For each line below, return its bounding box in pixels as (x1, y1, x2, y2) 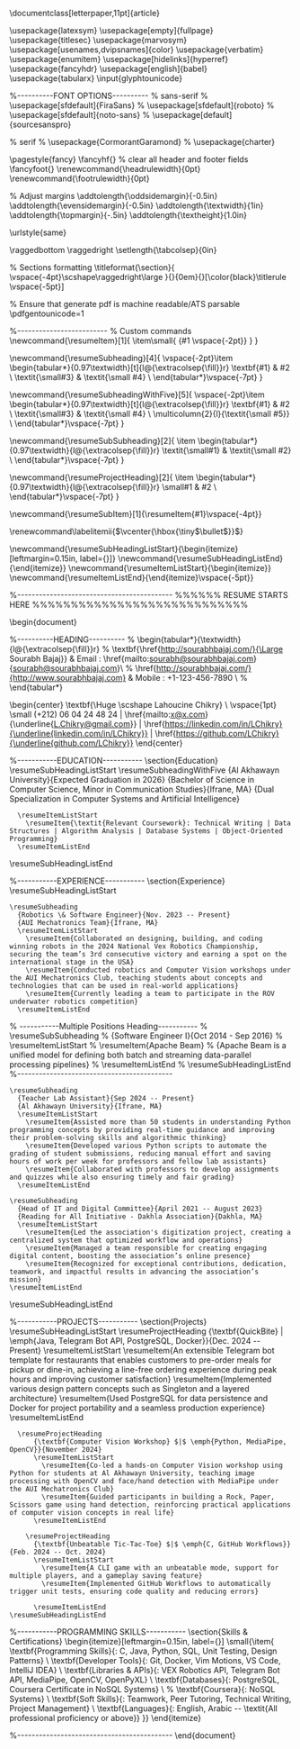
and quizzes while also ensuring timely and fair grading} (9, 1173, 235, 1182)
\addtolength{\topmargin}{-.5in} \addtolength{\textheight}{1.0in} (9, 210, 247, 220)
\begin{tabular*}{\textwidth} (137, 634, 242, 645)
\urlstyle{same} (9, 227, 67, 238)
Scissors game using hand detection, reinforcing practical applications (9, 1500, 292, 1509)
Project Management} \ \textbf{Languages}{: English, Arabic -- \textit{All (9, 1703, 278, 1714)
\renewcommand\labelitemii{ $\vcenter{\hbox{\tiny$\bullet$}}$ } (9, 526, 244, 537)
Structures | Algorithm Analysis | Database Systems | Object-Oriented (9, 827, 283, 836)
